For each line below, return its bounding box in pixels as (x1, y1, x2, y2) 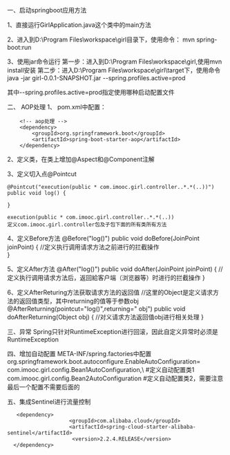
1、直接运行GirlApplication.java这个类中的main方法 (7, 21, 152, 29)
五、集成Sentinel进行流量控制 (7, 398, 91, 406)
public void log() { (7, 189, 67, 196)
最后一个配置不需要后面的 (7, 383, 80, 391)
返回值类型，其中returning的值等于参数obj (19, 297, 140, 305)
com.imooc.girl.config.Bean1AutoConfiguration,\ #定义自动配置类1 (7, 366, 195, 373)
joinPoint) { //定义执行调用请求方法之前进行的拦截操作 (7, 243, 160, 251)
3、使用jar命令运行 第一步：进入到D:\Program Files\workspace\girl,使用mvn (7, 57, 222, 66)
